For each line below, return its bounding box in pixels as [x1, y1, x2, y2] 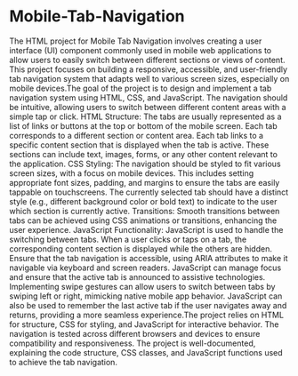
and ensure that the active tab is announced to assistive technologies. [9, 271, 266, 282]
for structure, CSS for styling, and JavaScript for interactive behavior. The [9, 318, 279, 330]
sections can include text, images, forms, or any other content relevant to [9, 148, 278, 159]
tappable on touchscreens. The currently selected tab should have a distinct [9, 187, 289, 197]
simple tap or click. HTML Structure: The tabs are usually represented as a [9, 111, 282, 122]
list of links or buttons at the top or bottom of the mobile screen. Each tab [9, 120, 278, 131]
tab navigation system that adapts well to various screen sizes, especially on [9, 73, 290, 84]
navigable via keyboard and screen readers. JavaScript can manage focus [9, 262, 282, 273]
